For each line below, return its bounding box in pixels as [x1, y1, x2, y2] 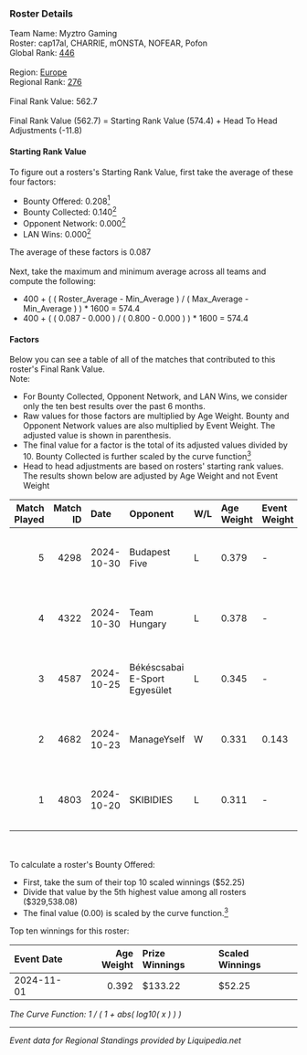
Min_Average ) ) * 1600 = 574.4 [22, 303, 141, 314]
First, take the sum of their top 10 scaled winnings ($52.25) [22, 876, 245, 888]
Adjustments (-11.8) [9, 125, 82, 136]
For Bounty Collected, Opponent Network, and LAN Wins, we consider [22, 391, 288, 402]
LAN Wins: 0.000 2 [22, 227, 91, 240]
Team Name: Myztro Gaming [9, 28, 118, 39]
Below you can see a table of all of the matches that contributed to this [9, 354, 276, 365]
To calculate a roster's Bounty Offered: [9, 859, 155, 870]
